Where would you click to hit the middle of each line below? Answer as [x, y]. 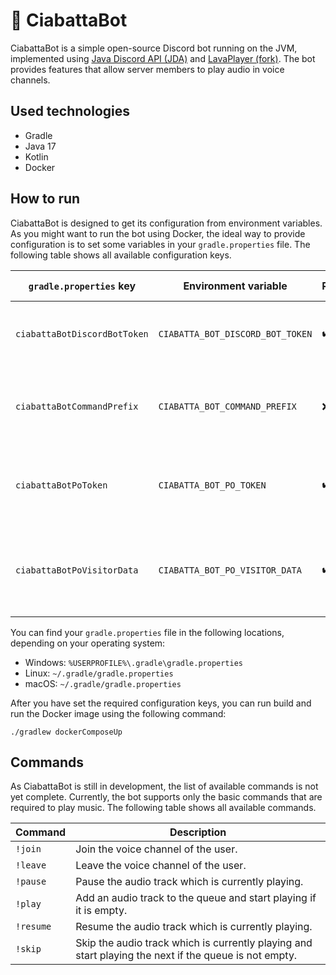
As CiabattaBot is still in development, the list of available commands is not [164, 786]
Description [198, 832]
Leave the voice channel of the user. [161, 866]
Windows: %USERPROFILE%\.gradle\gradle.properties [133, 662]
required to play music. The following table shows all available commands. [163, 808]
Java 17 [40, 146]
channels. [30, 80]
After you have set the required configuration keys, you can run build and [161, 703]
